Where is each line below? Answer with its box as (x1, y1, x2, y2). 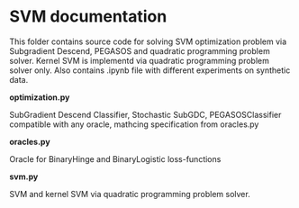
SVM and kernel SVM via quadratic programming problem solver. (9, 188, 250, 199)
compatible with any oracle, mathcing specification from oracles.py (9, 119, 259, 130)
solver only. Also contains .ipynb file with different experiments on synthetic (9, 65, 291, 76)
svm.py (9, 171, 39, 182)
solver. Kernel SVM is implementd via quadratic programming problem (9, 55, 270, 66)
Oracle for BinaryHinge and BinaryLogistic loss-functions (9, 153, 222, 164)
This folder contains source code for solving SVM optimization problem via (9, 36, 287, 47)
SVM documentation (9, 6, 168, 27)
